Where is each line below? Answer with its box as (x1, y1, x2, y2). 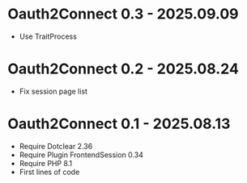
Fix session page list (19, 86, 88, 96)
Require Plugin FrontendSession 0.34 (19, 150, 143, 160)
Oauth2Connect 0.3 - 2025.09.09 (7, 5, 239, 23)
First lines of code (19, 167, 80, 177)
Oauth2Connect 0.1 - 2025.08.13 (7, 114, 231, 133)
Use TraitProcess (19, 31, 78, 41)
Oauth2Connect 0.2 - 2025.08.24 (7, 60, 240, 78)
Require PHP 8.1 (19, 158, 73, 168)
